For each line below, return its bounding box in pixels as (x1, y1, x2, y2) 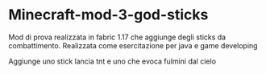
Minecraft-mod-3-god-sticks (8, 6, 209, 24)
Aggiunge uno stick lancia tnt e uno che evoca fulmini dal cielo (8, 56, 216, 66)
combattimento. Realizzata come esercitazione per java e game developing (8, 40, 258, 50)
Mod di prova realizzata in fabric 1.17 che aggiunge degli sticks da (8, 32, 227, 42)
